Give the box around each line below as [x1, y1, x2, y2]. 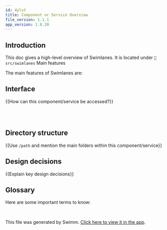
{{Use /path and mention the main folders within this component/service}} [5, 142, 162, 148]
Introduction [5, 41, 46, 49]
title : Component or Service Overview [5, 12, 88, 17]
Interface [5, 85, 35, 93]
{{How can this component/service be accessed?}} [5, 98, 114, 104]
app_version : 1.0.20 [5, 22, 50, 27]
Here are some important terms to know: [5, 199, 91, 205]
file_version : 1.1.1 [5, 17, 50, 22]
